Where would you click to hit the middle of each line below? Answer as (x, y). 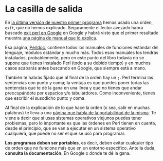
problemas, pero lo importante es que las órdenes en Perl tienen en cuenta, (81, 123)
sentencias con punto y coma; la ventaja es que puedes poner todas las (77, 82)
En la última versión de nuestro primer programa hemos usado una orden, (79, 22)
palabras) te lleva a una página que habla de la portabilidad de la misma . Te (81, 112)
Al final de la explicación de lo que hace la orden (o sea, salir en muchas (77, 107)
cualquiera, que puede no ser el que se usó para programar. (65, 133)
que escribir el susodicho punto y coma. (45, 98)
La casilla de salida (44, 9)
